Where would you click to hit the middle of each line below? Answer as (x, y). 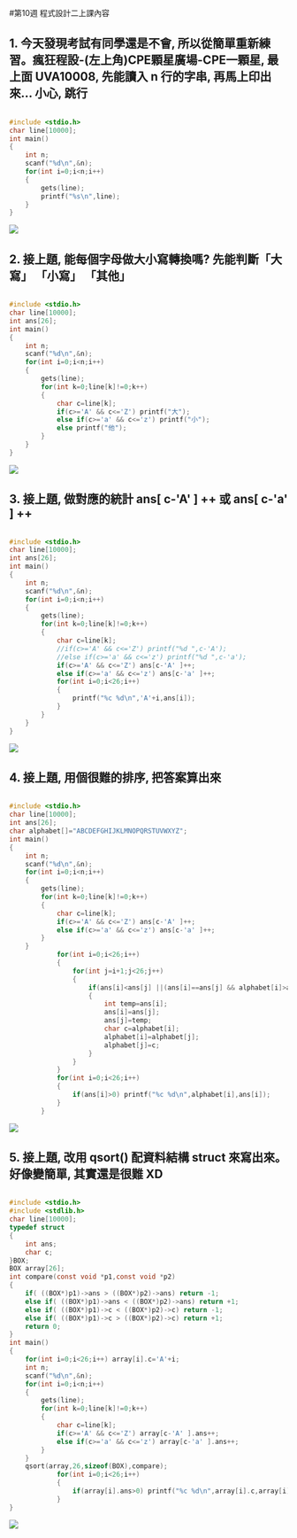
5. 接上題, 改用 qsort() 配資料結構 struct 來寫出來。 (148, 1157)
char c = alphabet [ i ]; (141, 1029)
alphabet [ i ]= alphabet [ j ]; (152, 1037)
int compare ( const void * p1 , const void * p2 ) (92, 1277)
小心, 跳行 (61, 93)
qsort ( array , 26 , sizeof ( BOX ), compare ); (96, 1466)
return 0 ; (43, 1326)
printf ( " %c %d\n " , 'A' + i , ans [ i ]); (134, 698)
